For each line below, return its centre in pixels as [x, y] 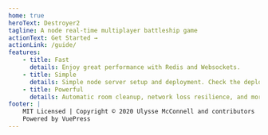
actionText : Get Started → [53, 38]
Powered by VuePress [57, 119]
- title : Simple [50, 75]
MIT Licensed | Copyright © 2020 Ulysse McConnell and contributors [139, 112]
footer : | [25, 104]
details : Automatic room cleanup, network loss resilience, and [138, 97]
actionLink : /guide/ [43, 45]
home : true [26, 15]
